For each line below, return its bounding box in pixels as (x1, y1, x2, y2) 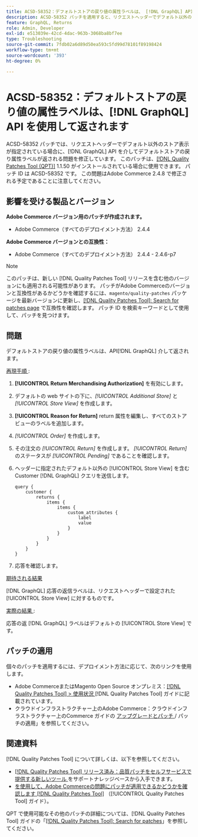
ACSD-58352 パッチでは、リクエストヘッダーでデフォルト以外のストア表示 (6, 140, 190, 148)
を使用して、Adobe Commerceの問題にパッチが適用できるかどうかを (14, 783, 183, 790)
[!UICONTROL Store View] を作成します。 (14, 400, 116, 407)
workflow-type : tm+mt (6, 47, 60, 53)
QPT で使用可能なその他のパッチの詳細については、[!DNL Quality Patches (6, 810, 185, 817)
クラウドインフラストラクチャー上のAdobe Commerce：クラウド (14, 705, 173, 712)
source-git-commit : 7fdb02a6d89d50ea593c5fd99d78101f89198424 (6, 42, 162, 48)
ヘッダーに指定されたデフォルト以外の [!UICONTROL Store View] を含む (14, 465, 190, 472)
